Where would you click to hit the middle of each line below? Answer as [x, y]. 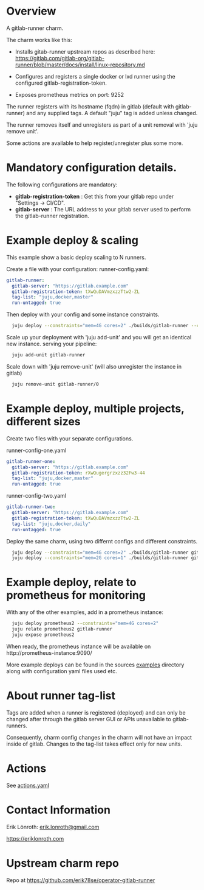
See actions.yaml [28, 785]
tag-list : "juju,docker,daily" [51, 524]
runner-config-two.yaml [36, 496]
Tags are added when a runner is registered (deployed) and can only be [96, 712]
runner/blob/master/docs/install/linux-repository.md [80, 65]
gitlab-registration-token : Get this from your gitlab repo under [94, 196]
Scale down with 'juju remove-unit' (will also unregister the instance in [94, 366]
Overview [31, 11]
